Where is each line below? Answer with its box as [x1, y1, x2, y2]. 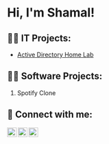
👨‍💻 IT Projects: [7, 32, 71, 44]
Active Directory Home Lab [16, 50, 94, 59]
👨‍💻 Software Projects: [7, 70, 103, 82]
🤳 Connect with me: [7, 109, 93, 121]
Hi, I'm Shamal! [7, 5, 95, 21]
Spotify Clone [16, 88, 56, 97]
